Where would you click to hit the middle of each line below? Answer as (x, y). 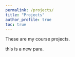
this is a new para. (25, 49)
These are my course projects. (38, 39)
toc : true (16, 24)
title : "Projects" (25, 15)
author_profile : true (29, 20)
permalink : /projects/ (30, 10)
